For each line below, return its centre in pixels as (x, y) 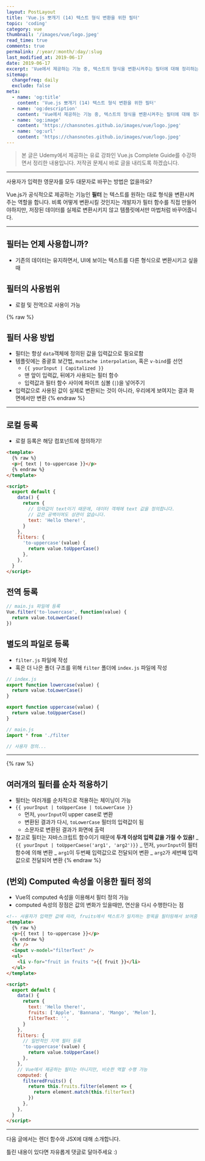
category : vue (24, 29)
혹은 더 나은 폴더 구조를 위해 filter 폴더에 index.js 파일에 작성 (91, 667)
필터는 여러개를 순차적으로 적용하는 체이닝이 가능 (73, 800)
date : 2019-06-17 (28, 63)
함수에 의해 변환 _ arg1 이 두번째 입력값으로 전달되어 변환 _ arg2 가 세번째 (101, 852)
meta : (13, 92)
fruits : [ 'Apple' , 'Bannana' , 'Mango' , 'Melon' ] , (92, 1013)
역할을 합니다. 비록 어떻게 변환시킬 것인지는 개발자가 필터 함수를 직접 (99, 202)
